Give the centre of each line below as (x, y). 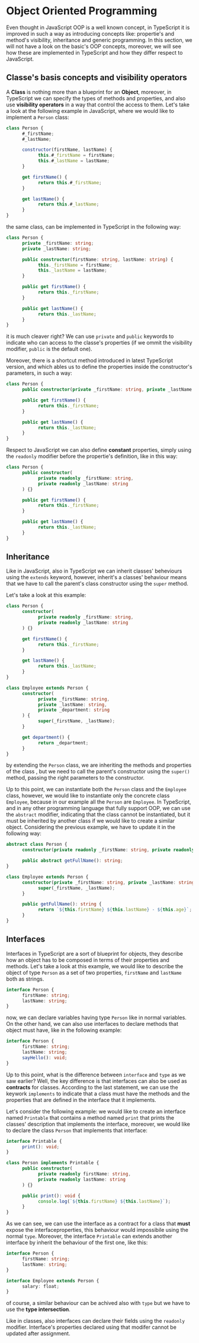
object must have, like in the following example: (64, 1030)
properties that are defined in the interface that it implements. (81, 1099)
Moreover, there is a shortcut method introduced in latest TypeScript (90, 361)
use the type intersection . (38, 1309)
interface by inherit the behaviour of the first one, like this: (77, 1243)
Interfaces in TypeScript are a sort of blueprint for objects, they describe (95, 953)
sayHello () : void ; (44, 1058)
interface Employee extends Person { (53, 1281)
